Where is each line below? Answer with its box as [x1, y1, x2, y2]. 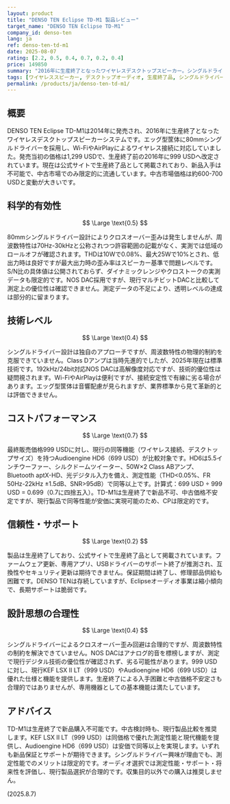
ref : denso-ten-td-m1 [7, 42, 69, 49]
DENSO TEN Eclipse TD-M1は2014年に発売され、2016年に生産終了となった [7, 127, 220, 135]
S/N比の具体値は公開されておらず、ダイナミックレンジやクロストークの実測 [7, 267, 221, 275]
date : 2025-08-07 [7, 49, 57, 56]
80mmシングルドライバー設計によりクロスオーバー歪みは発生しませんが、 [7, 232, 217, 241]
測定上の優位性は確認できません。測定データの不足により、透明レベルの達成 [7, 284, 222, 292]
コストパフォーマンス [7, 413, 97, 424]
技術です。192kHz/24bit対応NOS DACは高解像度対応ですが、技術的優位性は [7, 365, 221, 373]
